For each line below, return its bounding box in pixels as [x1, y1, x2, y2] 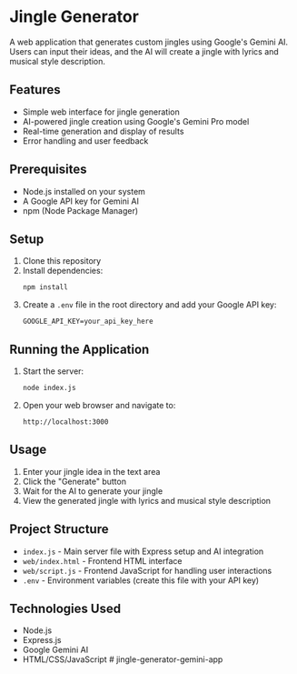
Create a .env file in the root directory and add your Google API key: [22, 299, 277, 310]
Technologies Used [9, 600, 121, 616]
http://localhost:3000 [22, 417, 109, 427]
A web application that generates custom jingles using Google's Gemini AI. [9, 36, 289, 47]
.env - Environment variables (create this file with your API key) [22, 575, 260, 586]
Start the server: [22, 366, 84, 377]
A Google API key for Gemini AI [22, 196, 139, 206]
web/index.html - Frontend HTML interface [22, 555, 183, 566]
